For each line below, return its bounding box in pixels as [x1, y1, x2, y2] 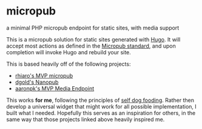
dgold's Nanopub [15, 78, 59, 86]
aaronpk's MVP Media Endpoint [15, 84, 95, 92]
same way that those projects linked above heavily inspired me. [6, 116, 165, 123]
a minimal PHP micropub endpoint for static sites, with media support [6, 24, 180, 31]
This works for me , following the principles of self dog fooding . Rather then [6, 96, 195, 104]
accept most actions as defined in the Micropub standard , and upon [6, 42, 176, 49]
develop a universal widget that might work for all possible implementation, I [6, 102, 197, 110]
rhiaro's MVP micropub [15, 72, 73, 79]
